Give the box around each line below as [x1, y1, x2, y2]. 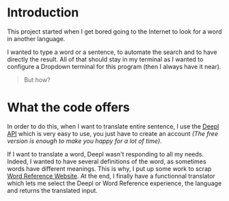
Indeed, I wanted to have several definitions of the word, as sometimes [7, 157, 206, 165]
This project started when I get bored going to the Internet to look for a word [7, 27, 222, 36]
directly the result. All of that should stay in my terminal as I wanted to [7, 55, 204, 63]
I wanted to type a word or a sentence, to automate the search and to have [7, 48, 217, 56]
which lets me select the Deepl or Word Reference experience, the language [7, 179, 222, 187]
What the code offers [7, 100, 130, 116]
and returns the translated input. [7, 186, 98, 194]
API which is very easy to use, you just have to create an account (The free [7, 129, 219, 137]
